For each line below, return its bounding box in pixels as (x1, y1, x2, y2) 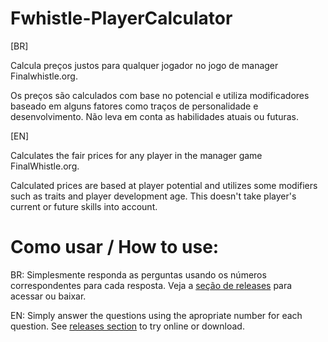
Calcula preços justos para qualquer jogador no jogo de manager (10, 59, 279, 71)
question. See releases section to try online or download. (10, 320, 245, 332)
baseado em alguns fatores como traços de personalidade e (10, 100, 259, 112)
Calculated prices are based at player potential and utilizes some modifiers (10, 179, 318, 191)
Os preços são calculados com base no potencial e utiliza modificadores (10, 89, 310, 101)
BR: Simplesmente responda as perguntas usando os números (10, 268, 267, 281)
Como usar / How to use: (10, 236, 220, 259)
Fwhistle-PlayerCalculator (10, 7, 233, 30)
